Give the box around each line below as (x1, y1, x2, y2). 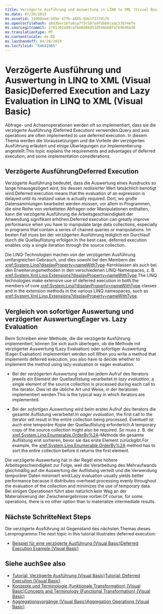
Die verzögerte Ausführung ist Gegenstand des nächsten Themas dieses (5, 526, 151, 532)
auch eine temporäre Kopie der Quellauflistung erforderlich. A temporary (12, 422, 156, 428)
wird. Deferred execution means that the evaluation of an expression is (5, 191, 146, 197)
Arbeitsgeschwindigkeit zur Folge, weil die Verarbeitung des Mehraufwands (5, 462, 157, 468)
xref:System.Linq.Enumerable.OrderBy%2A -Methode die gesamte (12, 432, 144, 438)
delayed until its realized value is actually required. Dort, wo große (5, 196, 137, 201)
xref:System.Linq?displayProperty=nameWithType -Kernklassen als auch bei (5, 262, 157, 268)
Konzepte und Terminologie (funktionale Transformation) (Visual (12, 583, 141, 589)
